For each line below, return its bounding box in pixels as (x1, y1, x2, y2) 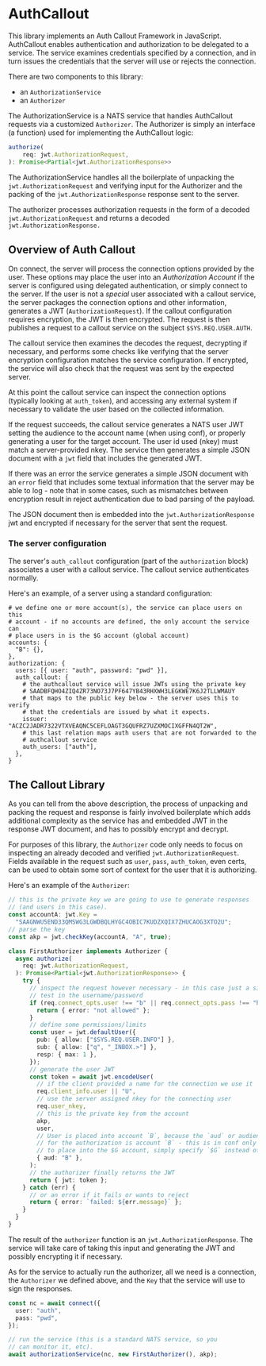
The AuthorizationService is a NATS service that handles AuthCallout (8, 110, 234, 120)
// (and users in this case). (8, 903, 108, 912)
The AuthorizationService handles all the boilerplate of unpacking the (8, 172, 235, 182)
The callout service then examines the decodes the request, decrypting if (8, 338, 248, 348)
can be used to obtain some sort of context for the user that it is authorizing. (8, 865, 257, 874)
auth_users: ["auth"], (22, 743, 97, 751)
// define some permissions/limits (28, 1021, 147, 1029)
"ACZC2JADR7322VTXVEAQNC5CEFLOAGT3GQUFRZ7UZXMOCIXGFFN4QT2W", (8, 722, 218, 730)
